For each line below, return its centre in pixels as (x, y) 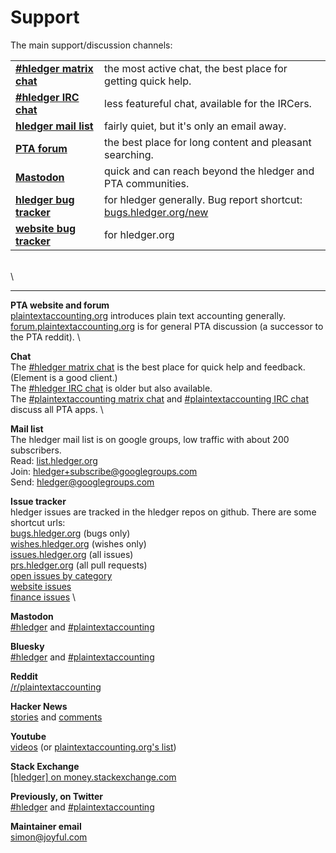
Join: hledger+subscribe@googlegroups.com (104, 471)
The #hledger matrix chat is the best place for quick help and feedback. (158, 367)
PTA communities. (147, 183)
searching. (129, 154)
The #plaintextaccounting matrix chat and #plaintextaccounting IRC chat (160, 398)
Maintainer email (46, 826)
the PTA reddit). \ (45, 337)
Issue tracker (38, 501)
